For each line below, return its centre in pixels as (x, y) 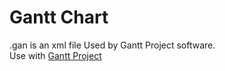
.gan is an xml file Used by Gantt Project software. (112, 45)
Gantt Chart (59, 17)
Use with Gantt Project (55, 55)
